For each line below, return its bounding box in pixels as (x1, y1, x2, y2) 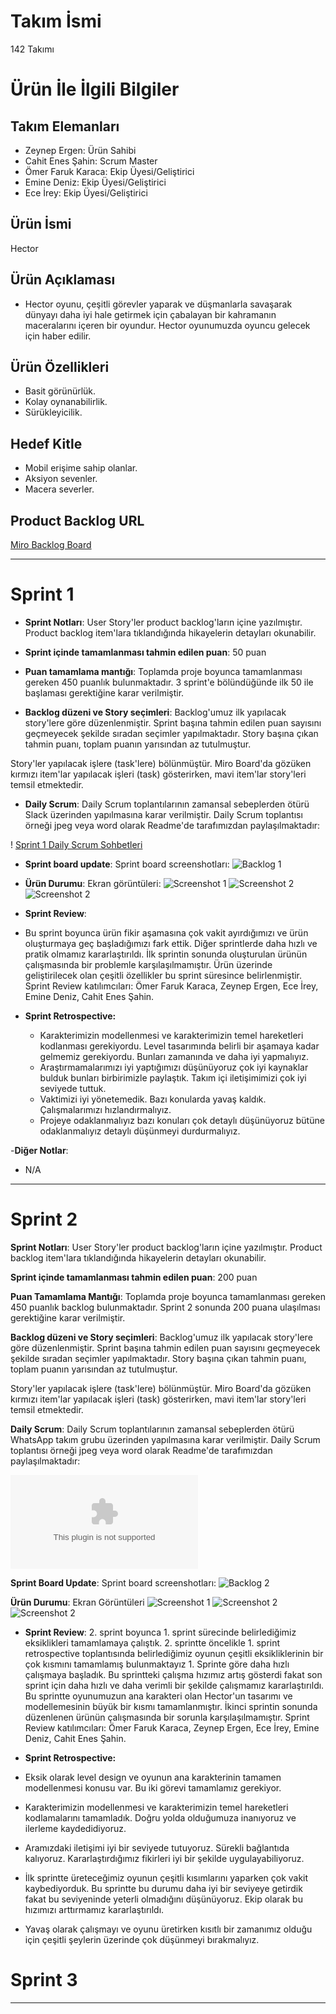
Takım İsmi (10, 10, 102, 33)
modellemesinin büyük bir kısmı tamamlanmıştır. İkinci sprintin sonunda (24, 1700, 318, 1712)
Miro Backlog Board (10, 539, 92, 550)
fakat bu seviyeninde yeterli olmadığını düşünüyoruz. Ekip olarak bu (24, 1893, 303, 1905)
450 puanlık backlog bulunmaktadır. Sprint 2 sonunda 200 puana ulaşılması (10, 1301, 321, 1313)
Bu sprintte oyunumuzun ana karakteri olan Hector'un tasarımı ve (24, 1690, 293, 1702)
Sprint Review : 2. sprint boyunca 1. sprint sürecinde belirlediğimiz (24, 1626, 297, 1638)
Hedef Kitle (10, 435, 83, 452)
